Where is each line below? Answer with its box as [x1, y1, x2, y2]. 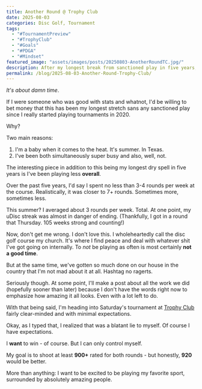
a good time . [6, 250, 38, 257]
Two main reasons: [6, 134, 54, 142]
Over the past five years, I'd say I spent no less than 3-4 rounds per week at [6, 182, 195, 189]
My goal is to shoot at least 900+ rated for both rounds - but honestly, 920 [6, 352, 192, 359]
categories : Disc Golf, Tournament [6, 20, 96, 26]
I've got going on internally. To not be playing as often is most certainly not [6, 244, 192, 251]
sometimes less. [6, 194, 47, 202]
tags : [6, 25, 20, 32]
